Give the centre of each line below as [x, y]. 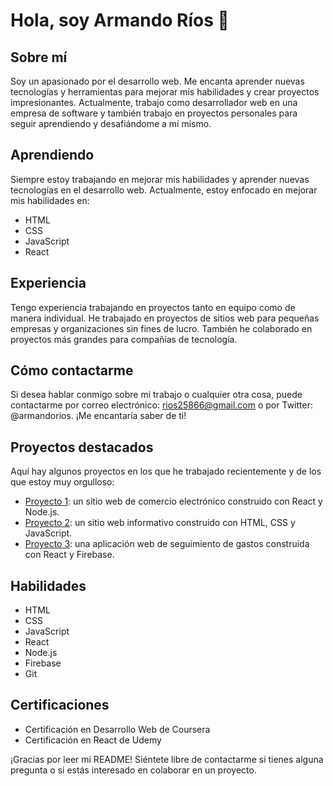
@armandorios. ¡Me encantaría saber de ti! [98, 416]
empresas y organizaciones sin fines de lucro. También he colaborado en [161, 328]
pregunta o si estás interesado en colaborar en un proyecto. [133, 770]
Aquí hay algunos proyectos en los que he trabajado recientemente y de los [166, 471]
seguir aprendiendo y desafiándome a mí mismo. [111, 123]
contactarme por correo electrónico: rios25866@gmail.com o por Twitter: [161, 405]
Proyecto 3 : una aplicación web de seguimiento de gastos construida [167, 544]
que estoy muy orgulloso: [62, 482]
